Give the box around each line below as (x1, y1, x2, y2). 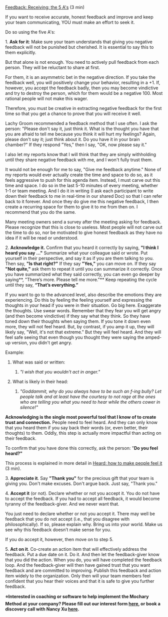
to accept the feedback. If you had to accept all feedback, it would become (5, 496, 160, 502)
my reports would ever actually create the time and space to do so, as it (5, 172, 153, 178)
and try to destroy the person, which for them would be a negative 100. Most (5, 90, 163, 96)
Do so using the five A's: (5, 29, 55, 35)
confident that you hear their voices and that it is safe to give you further (5, 578, 154, 584)
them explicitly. (5, 50, 36, 55)
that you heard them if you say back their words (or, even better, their (5, 425, 148, 431)
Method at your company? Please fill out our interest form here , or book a (5, 601, 161, 606)
